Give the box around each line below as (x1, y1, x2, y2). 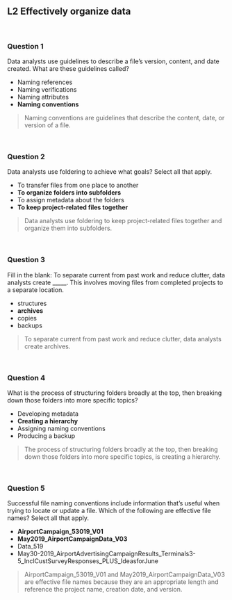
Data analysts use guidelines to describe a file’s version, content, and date (7, 57, 220, 65)
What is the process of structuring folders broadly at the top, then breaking (7, 389, 222, 397)
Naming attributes (17, 93, 69, 102)
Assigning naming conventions (17, 424, 106, 432)
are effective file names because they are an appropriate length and (24, 578, 219, 586)
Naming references (17, 78, 73, 86)
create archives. (24, 342, 71, 350)
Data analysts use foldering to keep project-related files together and (24, 217, 222, 225)
